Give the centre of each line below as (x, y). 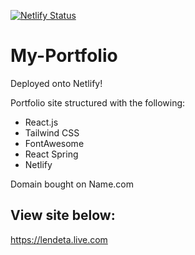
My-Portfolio (64, 56)
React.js (41, 122)
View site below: (63, 215)
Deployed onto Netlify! (56, 83)
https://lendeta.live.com (59, 239)
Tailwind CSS (52, 132)
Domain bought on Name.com (72, 184)
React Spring (51, 154)
